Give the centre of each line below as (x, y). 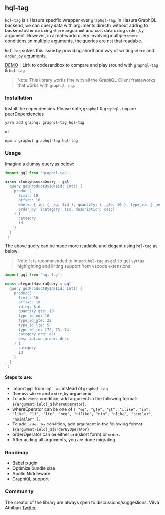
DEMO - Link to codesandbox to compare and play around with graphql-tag (82, 65)
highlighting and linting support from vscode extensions (74, 266)
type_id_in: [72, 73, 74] (44, 330)
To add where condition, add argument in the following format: (75, 398)
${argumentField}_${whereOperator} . (49, 404)
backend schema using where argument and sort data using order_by (74, 30)
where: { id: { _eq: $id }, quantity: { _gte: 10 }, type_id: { (85, 205)
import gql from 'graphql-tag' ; (38, 173)
